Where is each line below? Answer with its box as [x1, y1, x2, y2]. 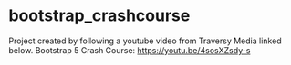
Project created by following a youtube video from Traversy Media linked [8, 35, 282, 46]
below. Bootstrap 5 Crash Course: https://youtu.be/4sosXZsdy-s [8, 44, 251, 55]
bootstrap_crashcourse [8, 5, 191, 26]
